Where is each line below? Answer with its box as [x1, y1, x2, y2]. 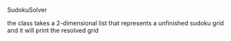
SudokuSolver [7, 6, 48, 14]
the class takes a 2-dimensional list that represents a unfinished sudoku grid [7, 19, 224, 27]
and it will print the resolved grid [7, 27, 99, 34]
